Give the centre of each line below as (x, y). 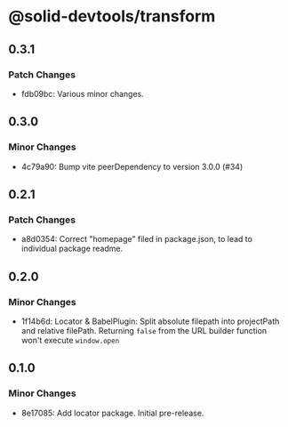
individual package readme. (72, 249)
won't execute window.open (70, 340)
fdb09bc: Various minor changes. (82, 93)
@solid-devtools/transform (112, 16)
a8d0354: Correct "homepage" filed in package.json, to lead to (136, 239)
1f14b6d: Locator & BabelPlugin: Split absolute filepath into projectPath (150, 321)
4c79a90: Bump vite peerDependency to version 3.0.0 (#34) (132, 166)
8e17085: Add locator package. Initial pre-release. (112, 413)
